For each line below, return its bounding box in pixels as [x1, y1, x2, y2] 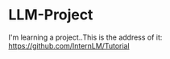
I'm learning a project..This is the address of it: [8, 32, 163, 42]
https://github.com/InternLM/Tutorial [8, 40, 131, 50]
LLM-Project [8, 6, 93, 24]
